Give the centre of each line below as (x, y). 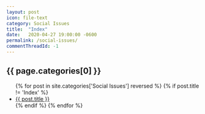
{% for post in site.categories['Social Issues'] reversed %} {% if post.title (107, 86)
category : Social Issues (38, 23)
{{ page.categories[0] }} (54, 71)
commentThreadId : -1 (33, 47)
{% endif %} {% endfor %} (49, 105)
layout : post (23, 12)
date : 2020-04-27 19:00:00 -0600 (52, 35)
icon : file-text (27, 18)
